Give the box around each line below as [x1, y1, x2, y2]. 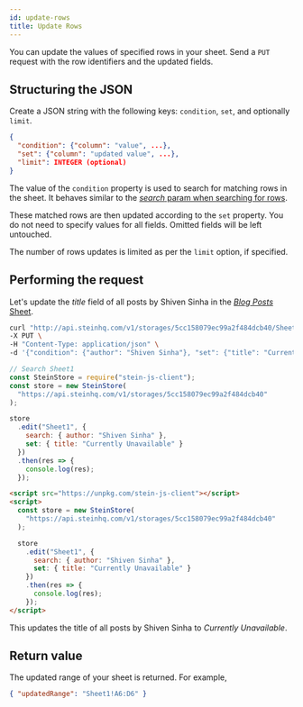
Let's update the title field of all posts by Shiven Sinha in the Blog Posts [9, 296, 273, 307]
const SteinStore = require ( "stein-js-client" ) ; [9, 373, 196, 382]
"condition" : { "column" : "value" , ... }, [17, 141, 171, 150]
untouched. [9, 229, 52, 240]
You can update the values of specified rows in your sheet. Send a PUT [9, 46, 271, 57]
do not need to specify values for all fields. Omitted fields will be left [9, 219, 262, 230]
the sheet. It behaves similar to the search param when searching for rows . [9, 192, 289, 203]
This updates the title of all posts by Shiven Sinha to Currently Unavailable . [9, 622, 288, 633]
